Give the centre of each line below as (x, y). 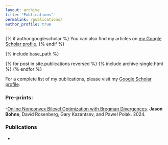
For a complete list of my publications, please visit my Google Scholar (79, 79)
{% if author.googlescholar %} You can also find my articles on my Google (83, 39)
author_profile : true (28, 24)
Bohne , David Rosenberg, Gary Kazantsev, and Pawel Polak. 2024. (75, 114)
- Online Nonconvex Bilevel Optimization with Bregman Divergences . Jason (84, 109)
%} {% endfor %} (24, 69)
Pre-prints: (19, 98)
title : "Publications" (29, 15)
